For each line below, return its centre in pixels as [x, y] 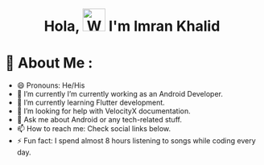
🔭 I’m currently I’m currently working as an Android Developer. [120, 94]
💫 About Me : [49, 63]
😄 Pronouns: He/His [51, 85]
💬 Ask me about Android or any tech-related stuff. [99, 120]
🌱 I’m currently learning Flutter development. [91, 103]
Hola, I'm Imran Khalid [132, 26]
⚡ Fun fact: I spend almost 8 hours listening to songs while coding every [136, 141]
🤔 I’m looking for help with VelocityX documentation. [104, 111]
